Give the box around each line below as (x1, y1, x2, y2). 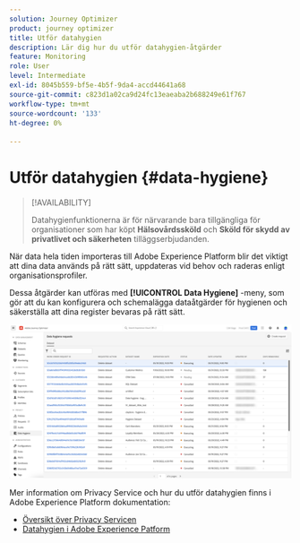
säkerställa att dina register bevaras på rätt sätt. (9, 306, 185, 317)
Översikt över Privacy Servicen (21, 513, 137, 524)
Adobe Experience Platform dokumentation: (9, 496, 171, 507)
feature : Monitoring (9, 52, 87, 62)
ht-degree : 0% (9, 118, 63, 127)
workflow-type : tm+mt (9, 99, 90, 108)
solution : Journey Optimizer (9, 14, 118, 23)
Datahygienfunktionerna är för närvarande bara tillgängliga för (30, 215, 261, 226)
